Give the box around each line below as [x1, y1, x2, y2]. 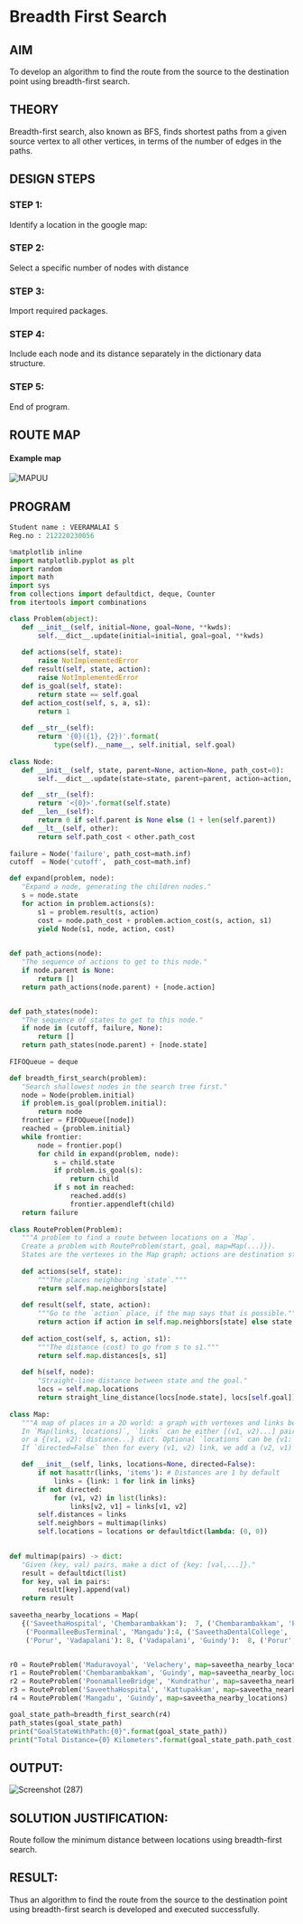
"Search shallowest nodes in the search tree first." [21, 1082, 228, 1091]
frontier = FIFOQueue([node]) [21, 1116, 135, 1125]
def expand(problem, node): [9, 874, 115, 883]
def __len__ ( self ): [21, 807, 95, 816]
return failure [21, 1208, 78, 1217]
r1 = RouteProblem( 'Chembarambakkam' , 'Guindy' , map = [9, 1668, 216, 1678]
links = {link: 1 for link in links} [53, 1476, 196, 1485]
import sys [9, 581, 50, 590]
